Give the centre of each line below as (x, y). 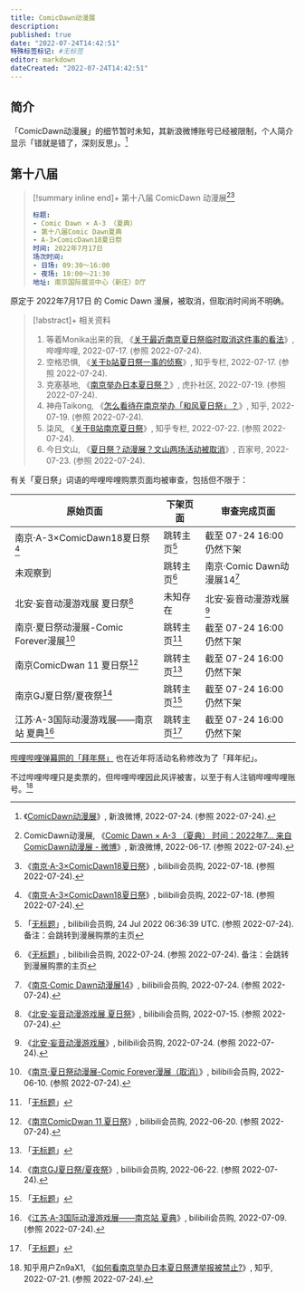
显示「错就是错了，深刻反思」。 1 (69, 141)
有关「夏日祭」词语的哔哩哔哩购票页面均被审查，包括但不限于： (129, 479)
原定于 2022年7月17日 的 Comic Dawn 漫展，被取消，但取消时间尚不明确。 (149, 301)
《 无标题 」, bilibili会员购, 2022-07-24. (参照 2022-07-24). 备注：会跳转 (156, 955)
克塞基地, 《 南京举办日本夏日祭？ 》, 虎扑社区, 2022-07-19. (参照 (166, 384)
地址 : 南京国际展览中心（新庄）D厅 (89, 282)
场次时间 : (48, 257)
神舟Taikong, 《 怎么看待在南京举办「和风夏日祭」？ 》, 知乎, (157, 405)
